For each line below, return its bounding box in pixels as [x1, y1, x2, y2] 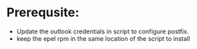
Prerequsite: [6, 5, 80, 20]
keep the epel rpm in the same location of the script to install [16, 34, 190, 42]
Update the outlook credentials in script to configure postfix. [16, 27, 189, 35]
